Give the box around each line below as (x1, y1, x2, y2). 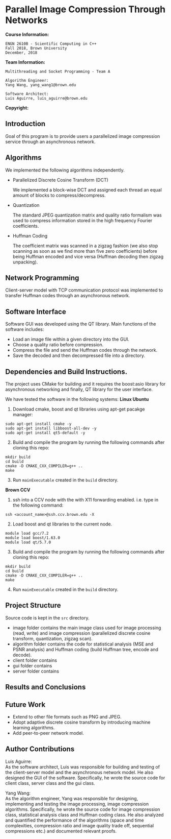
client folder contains (12, 657, 58, 663)
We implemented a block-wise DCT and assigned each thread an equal (12, 186, 162, 193)
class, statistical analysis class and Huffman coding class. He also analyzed (5, 811, 164, 818)
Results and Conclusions (5, 683, 86, 691)
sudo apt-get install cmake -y (5, 421, 72, 426)
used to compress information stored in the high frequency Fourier (12, 217, 153, 223)
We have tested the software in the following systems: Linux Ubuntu (5, 396, 149, 402)
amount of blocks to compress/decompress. (12, 192, 106, 198)
